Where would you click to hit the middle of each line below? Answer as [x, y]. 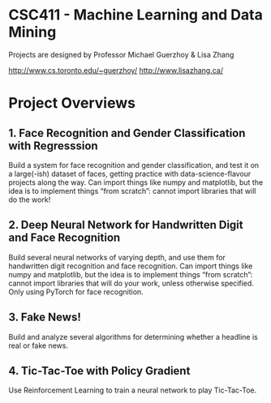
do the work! [30, 199]
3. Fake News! [45, 317]
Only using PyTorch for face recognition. [76, 292]
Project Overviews [72, 103]
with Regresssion [54, 146]
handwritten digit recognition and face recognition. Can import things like [131, 266]
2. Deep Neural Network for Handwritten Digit [126, 225]
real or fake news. [39, 345]
